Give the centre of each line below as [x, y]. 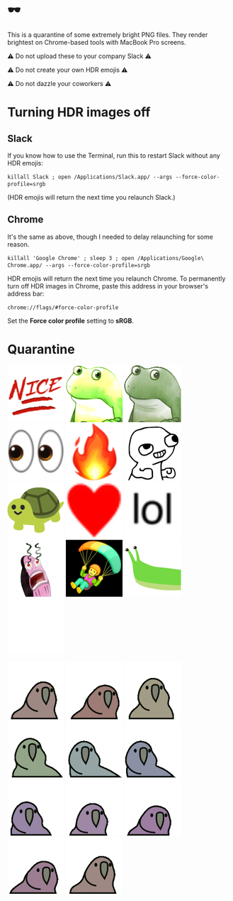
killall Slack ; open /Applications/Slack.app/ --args [90, 177]
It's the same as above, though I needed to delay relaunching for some [110, 237]
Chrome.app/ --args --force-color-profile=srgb [79, 265]
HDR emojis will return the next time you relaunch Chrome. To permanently [116, 279]
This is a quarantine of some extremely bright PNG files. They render [108, 34]
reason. [18, 244]
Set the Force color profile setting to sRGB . [71, 320]
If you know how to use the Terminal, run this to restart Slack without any [114, 155]
